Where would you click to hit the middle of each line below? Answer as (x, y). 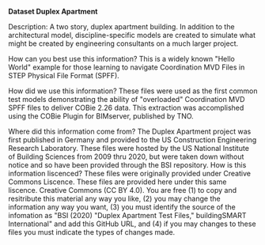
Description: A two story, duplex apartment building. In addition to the (121, 26)
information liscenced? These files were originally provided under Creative (130, 173)
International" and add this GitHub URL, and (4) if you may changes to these (132, 224)
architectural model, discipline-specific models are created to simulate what (132, 35)
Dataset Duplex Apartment (53, 11)
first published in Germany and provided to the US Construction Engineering (132, 140)
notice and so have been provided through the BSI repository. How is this (127, 165)
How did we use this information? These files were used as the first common (133, 91)
